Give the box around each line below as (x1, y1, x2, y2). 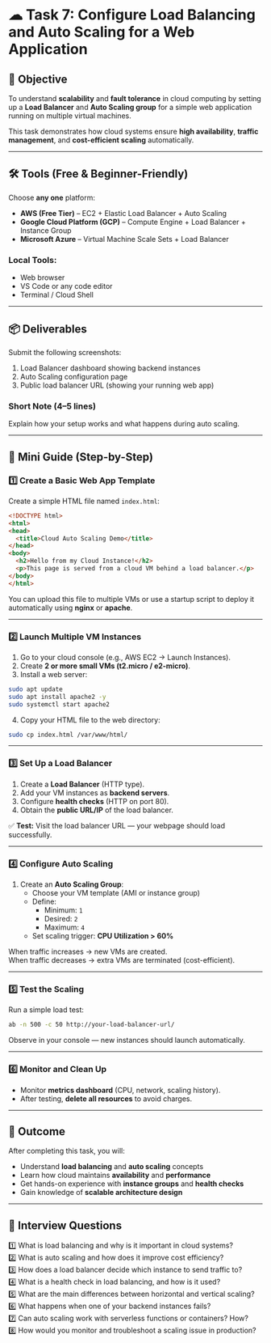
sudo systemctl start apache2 (8, 700, 110, 709)
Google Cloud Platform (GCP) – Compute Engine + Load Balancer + (19, 217, 246, 227)
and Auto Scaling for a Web (8, 23, 195, 41)
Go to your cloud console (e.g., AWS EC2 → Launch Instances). (19, 652, 231, 662)
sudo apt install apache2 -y (8, 693, 106, 701)
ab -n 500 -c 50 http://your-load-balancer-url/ (8, 1021, 175, 1029)
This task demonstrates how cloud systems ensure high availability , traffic (8, 127, 259, 136)
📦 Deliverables (8, 322, 87, 336)
